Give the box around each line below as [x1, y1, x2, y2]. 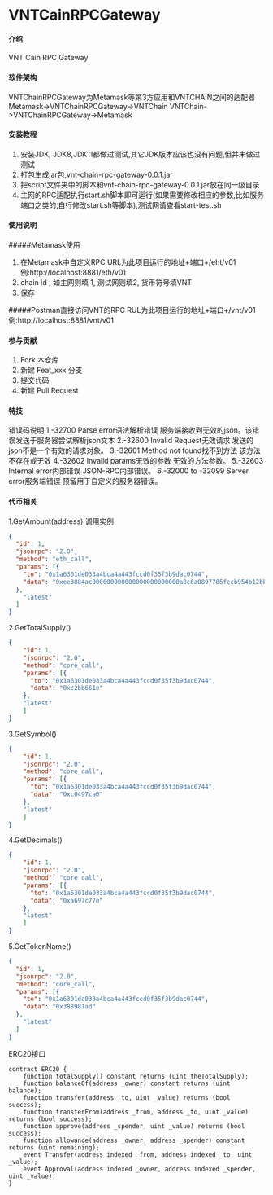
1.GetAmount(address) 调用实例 [8, 516, 114, 526]
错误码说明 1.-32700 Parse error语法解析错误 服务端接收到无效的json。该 [8, 425, 253, 435]
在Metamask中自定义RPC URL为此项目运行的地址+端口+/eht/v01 [19, 257, 236, 266]
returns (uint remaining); [8, 1143, 100, 1152]
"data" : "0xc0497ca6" [29, 790, 104, 799]
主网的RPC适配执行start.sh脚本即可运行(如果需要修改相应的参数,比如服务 [19, 190, 264, 200]
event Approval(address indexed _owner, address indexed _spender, [23, 1165, 256, 1173]
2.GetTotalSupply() [8, 623, 71, 633]
